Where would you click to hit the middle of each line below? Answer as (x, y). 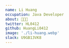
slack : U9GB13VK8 (23, 38)
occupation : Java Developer (35, 14)
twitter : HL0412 (22, 24)
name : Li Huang (21, 10)
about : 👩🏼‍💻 (17, 19)
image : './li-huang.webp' (32, 33)
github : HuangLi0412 (27, 28)
